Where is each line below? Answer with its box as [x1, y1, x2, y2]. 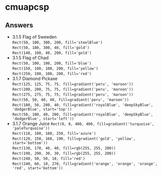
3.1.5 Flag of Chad [12, 55, 49, 60]
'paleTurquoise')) [12, 126, 50, 131]
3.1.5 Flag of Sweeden [12, 34, 57, 40]
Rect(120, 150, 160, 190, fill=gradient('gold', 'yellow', [12, 136, 136, 141]
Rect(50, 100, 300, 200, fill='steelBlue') [12, 40, 103, 45]
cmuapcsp [5, 1, 50, 13]
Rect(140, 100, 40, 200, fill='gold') [12, 50, 92, 55]
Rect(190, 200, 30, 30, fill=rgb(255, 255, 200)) [12, 151, 116, 156]
